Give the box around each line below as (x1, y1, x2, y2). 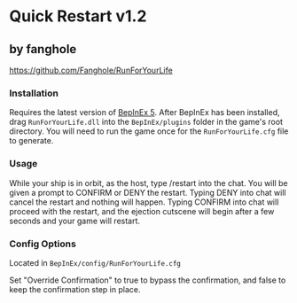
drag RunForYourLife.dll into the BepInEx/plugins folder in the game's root (9, 117, 284, 128)
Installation (9, 87, 59, 99)
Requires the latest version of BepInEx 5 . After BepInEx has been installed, (9, 107, 280, 118)
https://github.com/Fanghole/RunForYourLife (9, 65, 173, 75)
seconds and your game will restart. (9, 215, 140, 226)
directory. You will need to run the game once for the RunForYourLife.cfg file (9, 126, 289, 136)
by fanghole (9, 42, 77, 57)
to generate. (9, 136, 54, 146)
